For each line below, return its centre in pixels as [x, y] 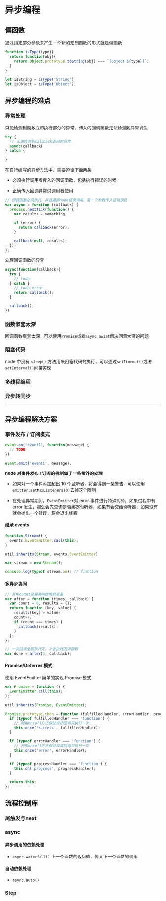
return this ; [23, 782]
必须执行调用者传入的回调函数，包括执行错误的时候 [64, 180]
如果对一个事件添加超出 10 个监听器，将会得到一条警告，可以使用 [79, 484]
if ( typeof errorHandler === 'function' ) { [55, 741]
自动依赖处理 [18, 868]
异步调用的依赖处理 [25, 844]
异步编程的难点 [28, 101]
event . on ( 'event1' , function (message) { [47, 445]
